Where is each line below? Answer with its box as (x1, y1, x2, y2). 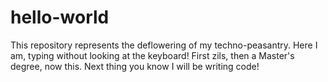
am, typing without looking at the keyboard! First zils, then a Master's (10, 49, 295, 61)
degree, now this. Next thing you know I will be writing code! (10, 60, 260, 72)
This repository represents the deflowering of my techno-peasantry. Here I (10, 39, 318, 51)
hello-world (10, 6, 110, 29)
